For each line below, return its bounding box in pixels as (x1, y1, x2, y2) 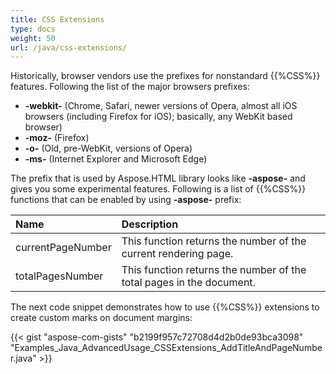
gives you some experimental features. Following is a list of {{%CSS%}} (10, 183, 307, 195)
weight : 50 (10, 33, 56, 43)
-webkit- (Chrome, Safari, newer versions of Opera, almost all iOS (24, 100, 298, 112)
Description (121, 217, 179, 231)
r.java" (10, 352, 37, 365)
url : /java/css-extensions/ (10, 42, 128, 53)
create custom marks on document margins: (10, 312, 193, 324)
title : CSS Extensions (10, 14, 105, 25)
